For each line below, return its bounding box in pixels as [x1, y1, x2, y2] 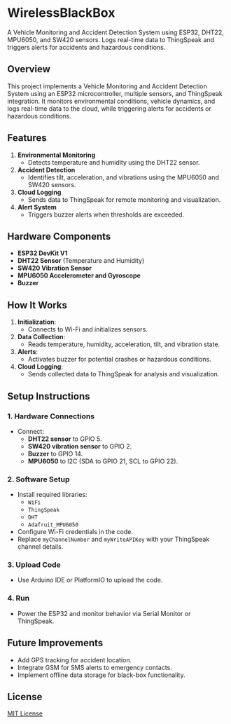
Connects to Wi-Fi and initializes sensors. [27, 325, 148, 334]
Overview [7, 63, 51, 75]
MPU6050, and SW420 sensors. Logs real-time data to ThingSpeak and [7, 35, 215, 43]
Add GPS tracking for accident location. [17, 655, 132, 664]
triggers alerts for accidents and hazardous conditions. [7, 43, 166, 51]
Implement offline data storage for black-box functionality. [17, 671, 185, 679]
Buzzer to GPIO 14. [27, 449, 83, 458]
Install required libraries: [17, 491, 87, 499]
